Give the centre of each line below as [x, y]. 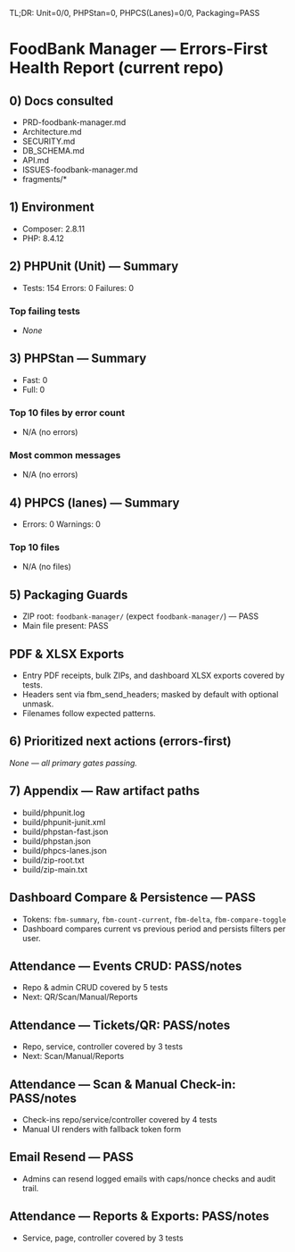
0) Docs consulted [61, 100]
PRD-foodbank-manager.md [74, 122]
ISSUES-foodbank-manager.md [80, 170]
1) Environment [52, 208]
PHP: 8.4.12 [43, 238]
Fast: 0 [35, 380]
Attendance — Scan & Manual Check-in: [123, 1084]
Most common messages [65, 455]
